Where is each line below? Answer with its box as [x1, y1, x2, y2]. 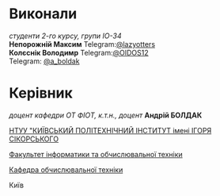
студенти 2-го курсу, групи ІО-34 [9, 31, 122, 40]
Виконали [9, 5, 78, 23]
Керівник [9, 84, 74, 102]
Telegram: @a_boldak [9, 56, 80, 66]
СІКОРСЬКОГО [9, 134, 59, 144]
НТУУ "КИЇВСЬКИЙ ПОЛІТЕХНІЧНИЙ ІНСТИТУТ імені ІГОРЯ [9, 125, 212, 135]
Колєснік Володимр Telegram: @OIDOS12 [9, 48, 149, 57]
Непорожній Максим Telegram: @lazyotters [9, 39, 156, 48]
